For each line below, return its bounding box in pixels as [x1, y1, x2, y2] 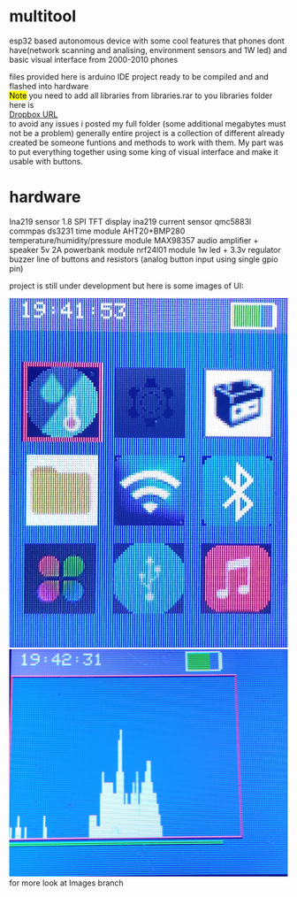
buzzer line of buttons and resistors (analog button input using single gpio [9, 254, 278, 264]
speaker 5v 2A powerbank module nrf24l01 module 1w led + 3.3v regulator [9, 244, 281, 255]
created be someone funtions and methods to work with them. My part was [9, 137, 285, 148]
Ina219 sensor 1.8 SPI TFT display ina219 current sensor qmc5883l [9, 216, 252, 226]
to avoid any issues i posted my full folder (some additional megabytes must [9, 118, 286, 129]
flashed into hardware [9, 80, 89, 91]
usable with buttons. [9, 156, 84, 166]
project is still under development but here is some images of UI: [9, 280, 245, 291]
